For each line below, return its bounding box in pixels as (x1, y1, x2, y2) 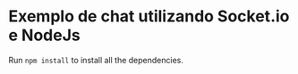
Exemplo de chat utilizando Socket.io (8, 6, 290, 27)
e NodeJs (8, 25, 81, 45)
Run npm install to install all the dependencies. (8, 54, 184, 65)
